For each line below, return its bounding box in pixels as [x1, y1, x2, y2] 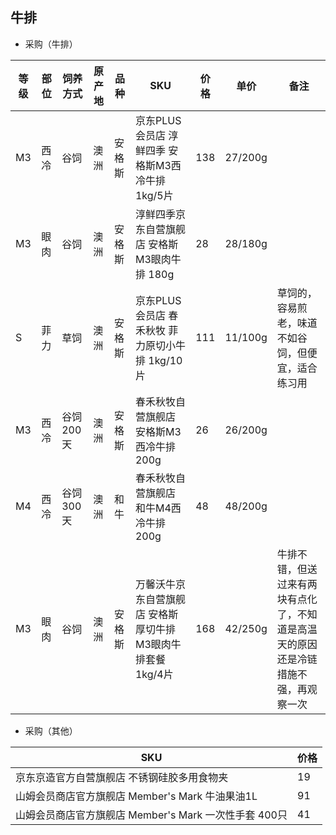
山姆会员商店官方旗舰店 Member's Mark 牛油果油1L [15, 789, 258, 803]
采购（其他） [24, 724, 78, 737]
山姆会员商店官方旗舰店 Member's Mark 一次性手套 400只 [15, 808, 288, 822]
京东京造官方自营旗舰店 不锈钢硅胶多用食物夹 [15, 770, 229, 784]
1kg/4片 [134, 667, 174, 681]
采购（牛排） [24, 38, 78, 50]
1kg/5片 [134, 188, 174, 202]
